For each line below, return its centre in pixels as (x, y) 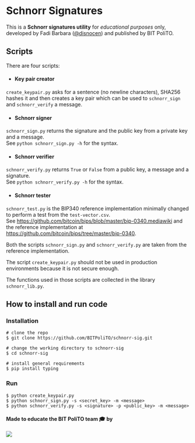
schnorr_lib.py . (25, 286)
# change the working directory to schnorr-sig (65, 348)
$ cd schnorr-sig (27, 354)
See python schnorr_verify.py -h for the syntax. (65, 182)
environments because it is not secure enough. (62, 268)
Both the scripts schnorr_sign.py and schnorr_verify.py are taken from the (96, 244)
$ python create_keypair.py (40, 396)
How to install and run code (57, 304)
